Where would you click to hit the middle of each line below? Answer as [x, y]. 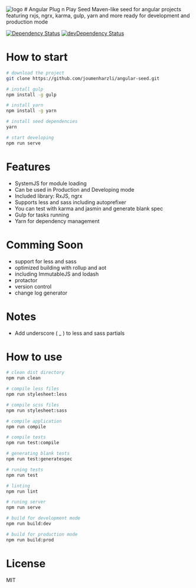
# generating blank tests [38, 454]
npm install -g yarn [32, 111]
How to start [37, 57]
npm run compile [26, 427]
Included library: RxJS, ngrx [48, 196]
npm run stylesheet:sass [37, 411]
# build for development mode [43, 518]
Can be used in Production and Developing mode [74, 189]
